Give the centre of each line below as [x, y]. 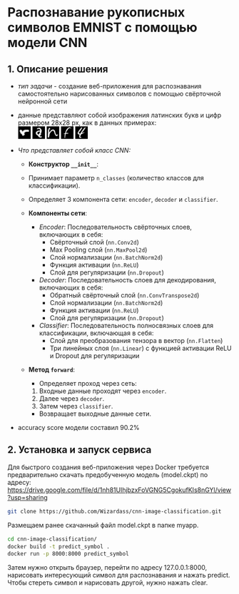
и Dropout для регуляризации [95, 356]
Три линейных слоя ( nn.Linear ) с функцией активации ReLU [141, 348]
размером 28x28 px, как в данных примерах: [87, 123]
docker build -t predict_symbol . [59, 546]
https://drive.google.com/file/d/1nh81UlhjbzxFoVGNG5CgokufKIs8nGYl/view [119, 490]
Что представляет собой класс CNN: [74, 150]
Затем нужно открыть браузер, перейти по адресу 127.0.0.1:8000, [107, 568]
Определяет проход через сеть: [88, 383]
